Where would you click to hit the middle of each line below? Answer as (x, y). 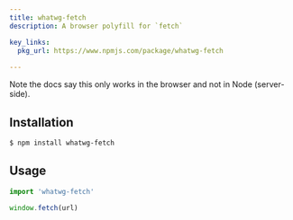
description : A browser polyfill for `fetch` (96, 26)
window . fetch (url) (44, 207)
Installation (41, 122)
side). (20, 94)
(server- (269, 84)
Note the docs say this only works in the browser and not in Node (131, 84)
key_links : (30, 42)
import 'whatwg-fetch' (52, 191)
